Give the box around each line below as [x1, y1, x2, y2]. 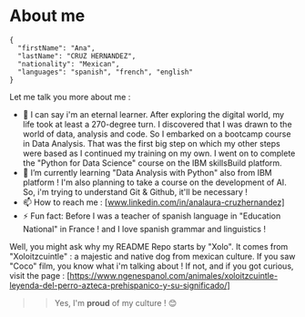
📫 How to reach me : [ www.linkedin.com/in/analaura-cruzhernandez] [22, 197, 285, 208]
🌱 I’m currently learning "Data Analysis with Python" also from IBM [22, 167, 272, 178]
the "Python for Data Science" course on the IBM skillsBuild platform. [22, 157, 282, 169]
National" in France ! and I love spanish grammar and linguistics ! [22, 223, 267, 234]
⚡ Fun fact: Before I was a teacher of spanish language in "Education [22, 210, 281, 221]
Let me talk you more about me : [9, 91, 131, 102]
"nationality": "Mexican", [17, 59, 120, 68]
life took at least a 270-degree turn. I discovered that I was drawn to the [22, 118, 293, 129]
